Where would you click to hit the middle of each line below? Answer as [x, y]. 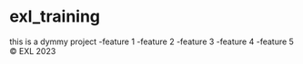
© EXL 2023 [33, 50]
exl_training [55, 17]
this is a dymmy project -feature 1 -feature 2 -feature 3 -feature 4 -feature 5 [151, 41]
